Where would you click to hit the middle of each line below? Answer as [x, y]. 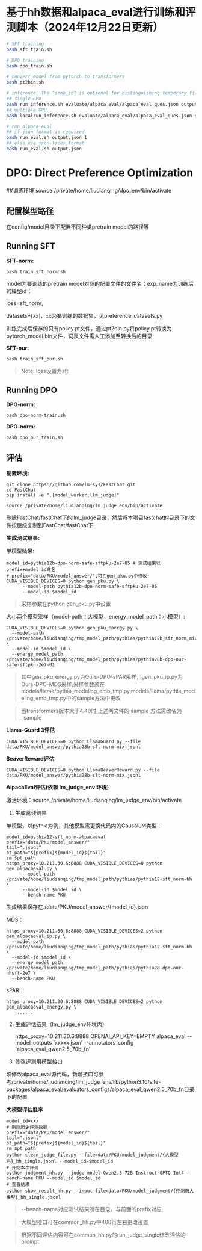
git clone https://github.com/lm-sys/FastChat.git [71, 485]
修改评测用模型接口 [39, 1061]
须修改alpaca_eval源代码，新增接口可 [53, 1074]
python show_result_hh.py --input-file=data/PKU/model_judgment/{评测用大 [100, 1191]
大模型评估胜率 [25, 1110]
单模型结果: [20, 551]
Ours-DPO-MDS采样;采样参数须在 [63, 684]
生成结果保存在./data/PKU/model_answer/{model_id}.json [77, 907]
